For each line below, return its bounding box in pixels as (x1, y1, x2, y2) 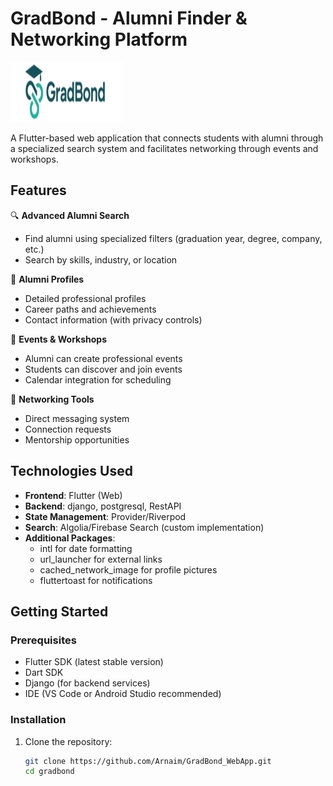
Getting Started (10, 603, 109, 620)
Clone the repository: (24, 735, 113, 747)
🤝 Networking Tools (10, 393, 95, 405)
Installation (10, 713, 67, 727)
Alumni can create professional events (24, 352, 183, 364)
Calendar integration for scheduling (24, 373, 172, 386)
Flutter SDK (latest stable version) (24, 656, 164, 668)
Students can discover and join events (24, 363, 183, 375)
